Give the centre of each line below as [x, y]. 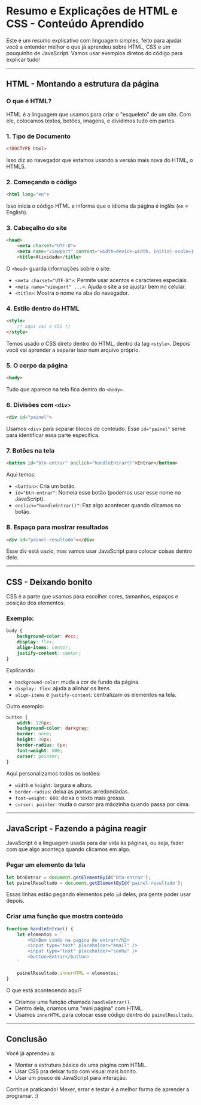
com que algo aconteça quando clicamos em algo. [68, 849]
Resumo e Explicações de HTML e [92, 11]
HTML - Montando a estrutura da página [83, 84]
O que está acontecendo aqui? [44, 990]
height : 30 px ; [34, 739]
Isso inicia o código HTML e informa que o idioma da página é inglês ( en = [98, 206]
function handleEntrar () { [40, 929]
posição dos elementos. [36, 603]
